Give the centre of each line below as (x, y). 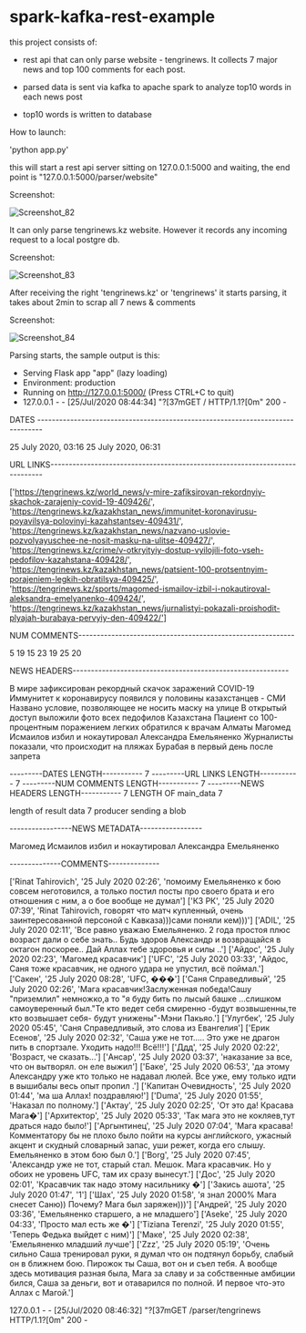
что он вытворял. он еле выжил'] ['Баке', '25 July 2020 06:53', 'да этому (149, 1066)
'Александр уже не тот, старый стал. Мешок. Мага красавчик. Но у (140, 1164)
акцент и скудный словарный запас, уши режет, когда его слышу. (138, 1144)
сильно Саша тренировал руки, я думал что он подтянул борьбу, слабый (152, 1254)
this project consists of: (53, 42)
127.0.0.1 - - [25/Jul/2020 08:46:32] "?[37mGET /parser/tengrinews (135, 1310)
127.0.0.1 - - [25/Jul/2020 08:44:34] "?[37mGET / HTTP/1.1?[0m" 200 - (154, 402)
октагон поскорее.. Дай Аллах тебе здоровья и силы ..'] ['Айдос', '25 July (152, 948)
